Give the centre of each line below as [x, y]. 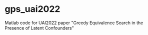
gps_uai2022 [32, 9]
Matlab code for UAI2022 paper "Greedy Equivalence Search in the [74, 23]
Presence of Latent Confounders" [39, 28]
